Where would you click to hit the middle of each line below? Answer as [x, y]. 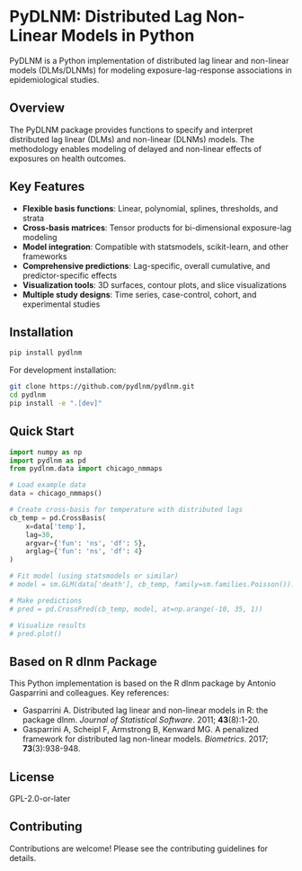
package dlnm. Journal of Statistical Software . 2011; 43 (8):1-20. [141, 720]
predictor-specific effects [70, 275]
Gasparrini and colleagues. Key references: [89, 693]
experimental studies [61, 304]
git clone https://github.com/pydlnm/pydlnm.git [102, 387]
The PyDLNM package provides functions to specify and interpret [131, 130]
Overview [37, 108]
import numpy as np [46, 452]
